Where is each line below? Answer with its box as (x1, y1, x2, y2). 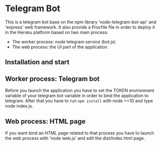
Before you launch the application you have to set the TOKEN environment (5, 88, 155, 93)
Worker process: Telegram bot (5, 74, 100, 83)
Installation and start (5, 58, 70, 66)
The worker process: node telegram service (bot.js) (12, 38, 116, 44)
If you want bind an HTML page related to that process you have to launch (5, 130, 155, 136)
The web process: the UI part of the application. (12, 44, 109, 50)
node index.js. (5, 103, 33, 109)
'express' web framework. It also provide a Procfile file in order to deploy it (5, 24, 155, 30)
